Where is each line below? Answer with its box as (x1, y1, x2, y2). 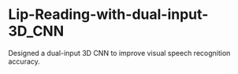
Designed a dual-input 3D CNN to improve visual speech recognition (8, 48, 231, 57)
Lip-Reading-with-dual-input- (8, 6, 209, 24)
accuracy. (8, 57, 41, 66)
